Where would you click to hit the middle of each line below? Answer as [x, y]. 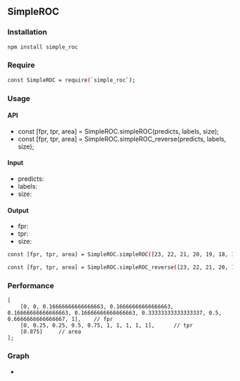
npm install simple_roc [43, 47]
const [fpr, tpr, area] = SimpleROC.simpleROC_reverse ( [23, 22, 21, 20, [118, 267]
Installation [27, 32]
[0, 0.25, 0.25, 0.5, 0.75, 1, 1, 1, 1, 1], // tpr [107, 326]
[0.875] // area [51, 332]
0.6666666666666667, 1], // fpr [60, 320]
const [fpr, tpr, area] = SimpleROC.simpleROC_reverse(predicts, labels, [122, 139]
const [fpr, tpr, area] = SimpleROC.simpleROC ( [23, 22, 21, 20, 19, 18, [118, 254]
